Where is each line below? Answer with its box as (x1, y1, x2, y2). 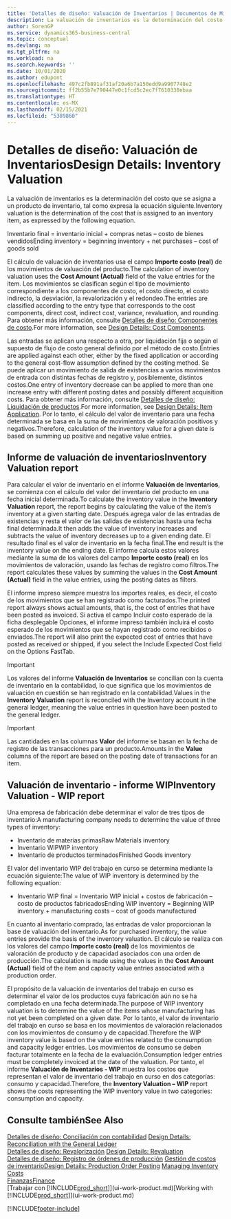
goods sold (7, 244, 39, 252)
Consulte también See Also (7, 1114, 124, 1126)
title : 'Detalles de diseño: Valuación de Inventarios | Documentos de (7, 10, 217, 17)
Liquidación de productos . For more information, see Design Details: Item (7, 402, 213, 410)
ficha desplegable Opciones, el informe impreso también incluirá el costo (7, 618, 214, 626)
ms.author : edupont (7, 74, 63, 81)
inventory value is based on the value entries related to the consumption (7, 1036, 212, 1044)
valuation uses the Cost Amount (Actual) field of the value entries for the (7, 272, 215, 280)
